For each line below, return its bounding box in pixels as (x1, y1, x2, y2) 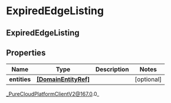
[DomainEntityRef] (36, 75, 90, 83)
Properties (6, 47, 46, 57)
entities (9, 75, 31, 83)
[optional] (134, 75, 162, 83)
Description (95, 65, 129, 73)
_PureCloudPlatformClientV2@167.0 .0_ (6, 91, 100, 98)
